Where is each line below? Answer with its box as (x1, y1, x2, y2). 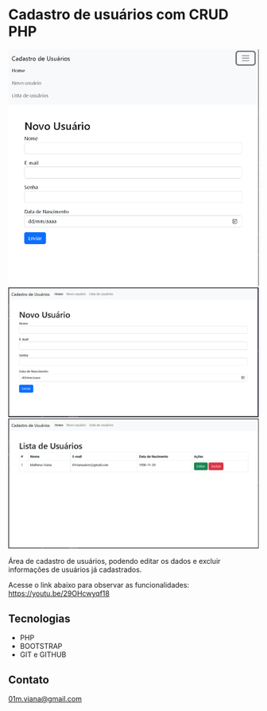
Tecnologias (8, 612, 71, 625)
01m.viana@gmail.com (8, 694, 82, 703)
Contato (8, 673, 49, 686)
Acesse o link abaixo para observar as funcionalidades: (8, 581, 189, 590)
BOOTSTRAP (19, 642, 63, 651)
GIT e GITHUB (19, 650, 67, 659)
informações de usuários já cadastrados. (8, 565, 142, 574)
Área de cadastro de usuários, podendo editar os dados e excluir (8, 557, 221, 566)
